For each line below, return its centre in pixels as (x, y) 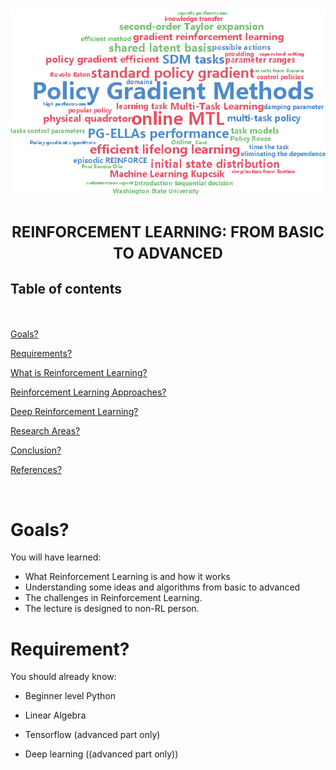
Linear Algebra (55, 715)
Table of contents (66, 289)
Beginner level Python (70, 696)
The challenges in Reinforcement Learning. (113, 598)
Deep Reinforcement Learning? (74, 412)
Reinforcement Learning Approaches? (88, 392)
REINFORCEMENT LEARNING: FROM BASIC (168, 232)
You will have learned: (56, 557)
